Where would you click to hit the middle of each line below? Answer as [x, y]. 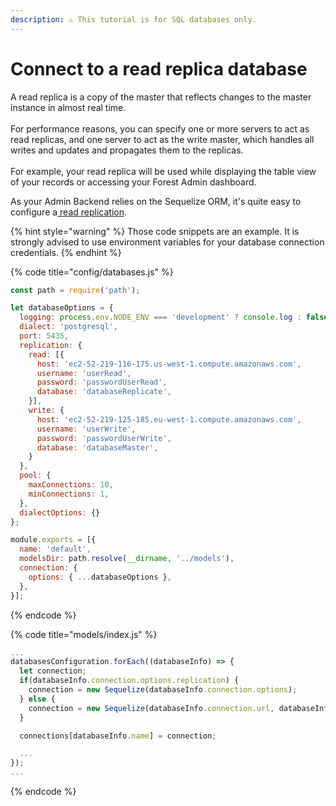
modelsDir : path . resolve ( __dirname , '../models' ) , [127, 559]
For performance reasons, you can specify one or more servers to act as [160, 128]
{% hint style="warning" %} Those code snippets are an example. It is [155, 231]
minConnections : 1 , [69, 494]
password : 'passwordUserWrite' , [104, 438]
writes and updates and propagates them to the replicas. [127, 150]
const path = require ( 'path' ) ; [75, 290]
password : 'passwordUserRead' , [102, 382]
